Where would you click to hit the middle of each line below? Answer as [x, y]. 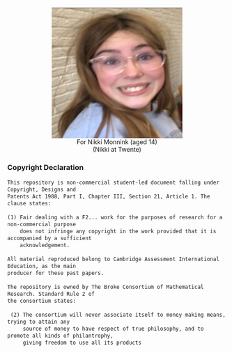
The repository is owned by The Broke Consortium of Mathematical [106, 287]
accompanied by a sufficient [49, 238]
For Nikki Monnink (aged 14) [117, 142]
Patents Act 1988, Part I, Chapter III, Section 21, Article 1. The [109, 197]
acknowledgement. [45, 245]
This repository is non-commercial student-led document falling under [113, 183]
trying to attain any [39, 322]
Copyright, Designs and [42, 190]
